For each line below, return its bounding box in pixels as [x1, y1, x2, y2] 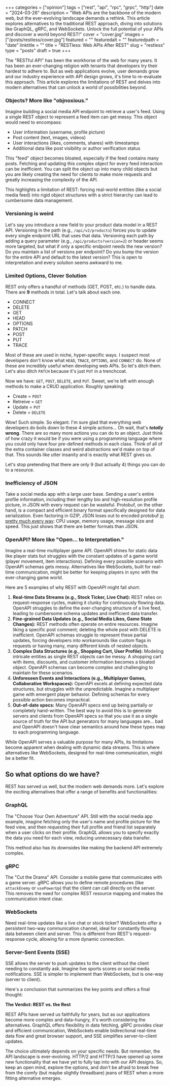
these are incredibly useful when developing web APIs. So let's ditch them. [5, 363, 162, 369]
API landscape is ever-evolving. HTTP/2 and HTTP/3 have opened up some [5, 1053, 163, 1060]
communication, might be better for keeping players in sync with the [15, 569, 158, 576]
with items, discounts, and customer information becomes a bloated [12, 659, 155, 665]
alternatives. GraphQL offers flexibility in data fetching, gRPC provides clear [5, 1022, 164, 1028]
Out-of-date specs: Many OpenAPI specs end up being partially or [12, 702, 153, 708]
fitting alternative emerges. [5, 1075, 62, 1081]
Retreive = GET [12, 398, 43, 404]
